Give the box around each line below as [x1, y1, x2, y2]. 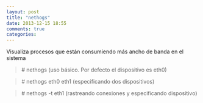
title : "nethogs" [6, 15, 51, 21]
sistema [6, 55, 26, 62]
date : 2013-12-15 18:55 [6, 20, 67, 26]
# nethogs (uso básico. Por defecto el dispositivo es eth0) [21, 66, 167, 73]
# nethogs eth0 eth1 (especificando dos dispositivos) [21, 78, 155, 85]
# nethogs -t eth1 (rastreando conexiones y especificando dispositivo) [21, 90, 198, 97]
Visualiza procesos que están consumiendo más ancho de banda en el [6, 48, 184, 55]
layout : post [6, 8, 40, 15]
